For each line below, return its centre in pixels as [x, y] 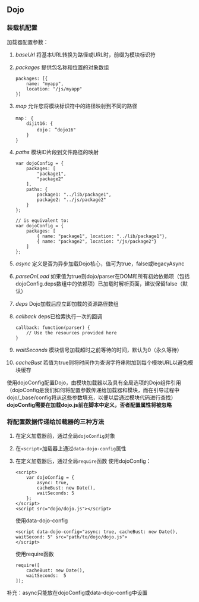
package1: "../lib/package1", [74, 195]
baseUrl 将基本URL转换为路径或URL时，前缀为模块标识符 [86, 54]
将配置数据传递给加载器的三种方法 [56, 422]
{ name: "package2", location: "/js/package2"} [97, 241]
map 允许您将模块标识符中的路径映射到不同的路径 [76, 106]
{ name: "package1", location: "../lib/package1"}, [102, 236]
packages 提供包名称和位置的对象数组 [62, 67]
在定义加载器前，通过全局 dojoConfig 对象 [65, 435]
